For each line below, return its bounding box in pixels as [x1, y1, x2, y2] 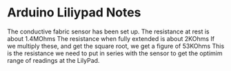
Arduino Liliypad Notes [7, 5, 141, 20]
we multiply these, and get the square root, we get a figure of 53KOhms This [7, 42, 225, 50]
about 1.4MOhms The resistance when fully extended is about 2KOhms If [7, 34, 215, 42]
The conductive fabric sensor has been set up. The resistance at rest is [7, 27, 210, 35]
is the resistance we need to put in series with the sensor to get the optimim [7, 49, 223, 57]
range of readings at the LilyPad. [7, 56, 100, 64]
